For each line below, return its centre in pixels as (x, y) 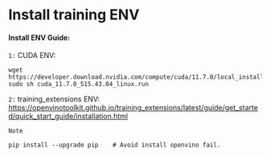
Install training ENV (74, 15)
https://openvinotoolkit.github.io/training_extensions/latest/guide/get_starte (133, 108)
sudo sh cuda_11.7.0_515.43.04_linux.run (79, 85)
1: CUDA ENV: (32, 56)
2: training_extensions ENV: (54, 99)
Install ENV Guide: (39, 37)
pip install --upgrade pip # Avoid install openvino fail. (115, 145)
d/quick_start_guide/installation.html (68, 116)
